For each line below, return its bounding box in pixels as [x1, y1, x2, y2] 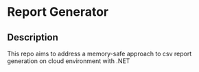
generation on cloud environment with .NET [7, 57, 130, 65]
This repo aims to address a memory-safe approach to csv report [7, 49, 192, 58]
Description [7, 32, 58, 43]
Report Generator [7, 4, 109, 20]
